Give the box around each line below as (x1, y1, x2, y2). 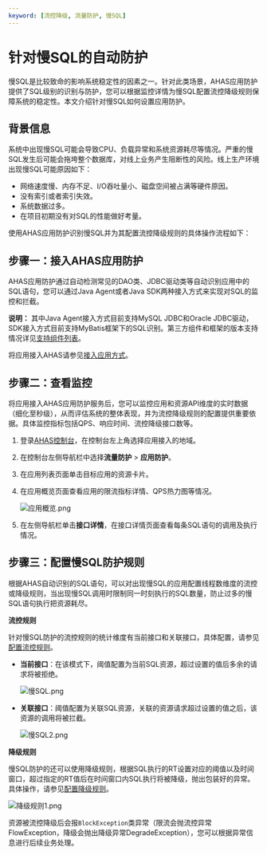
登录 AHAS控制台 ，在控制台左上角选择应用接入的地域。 (19, 435, 201, 445)
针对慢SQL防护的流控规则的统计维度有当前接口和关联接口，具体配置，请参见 (8, 632, 260, 642)
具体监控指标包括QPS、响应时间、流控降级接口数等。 (22, 419, 198, 427)
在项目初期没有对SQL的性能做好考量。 (19, 211, 146, 221)
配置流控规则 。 (8, 642, 57, 652)
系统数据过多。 (19, 201, 69, 211)
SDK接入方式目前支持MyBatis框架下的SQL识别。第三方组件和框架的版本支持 (8, 324, 259, 333)
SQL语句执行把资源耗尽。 (8, 598, 92, 608)
